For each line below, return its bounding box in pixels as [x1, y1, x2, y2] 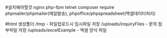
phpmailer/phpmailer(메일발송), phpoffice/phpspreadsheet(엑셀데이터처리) [5, 10, 156, 16]
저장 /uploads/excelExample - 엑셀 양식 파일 [18, 27, 107, 33]
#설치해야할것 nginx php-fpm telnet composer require [5, 4, 115, 10]
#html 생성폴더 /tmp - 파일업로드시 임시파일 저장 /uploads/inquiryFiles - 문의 [5, 21, 157, 27]
